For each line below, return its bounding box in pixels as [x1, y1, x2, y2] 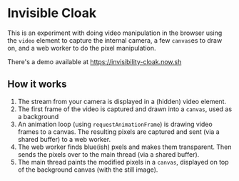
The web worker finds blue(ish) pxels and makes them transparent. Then [17, 143, 232, 151]
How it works [7, 78, 67, 90]
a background [17, 112, 59, 120]
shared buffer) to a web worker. [17, 135, 111, 143]
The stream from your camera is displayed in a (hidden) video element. [17, 97, 227, 105]
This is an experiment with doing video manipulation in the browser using [7, 29, 223, 37]
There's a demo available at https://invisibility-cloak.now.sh [7, 57, 182, 66]
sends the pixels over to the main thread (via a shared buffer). [17, 150, 200, 158]
